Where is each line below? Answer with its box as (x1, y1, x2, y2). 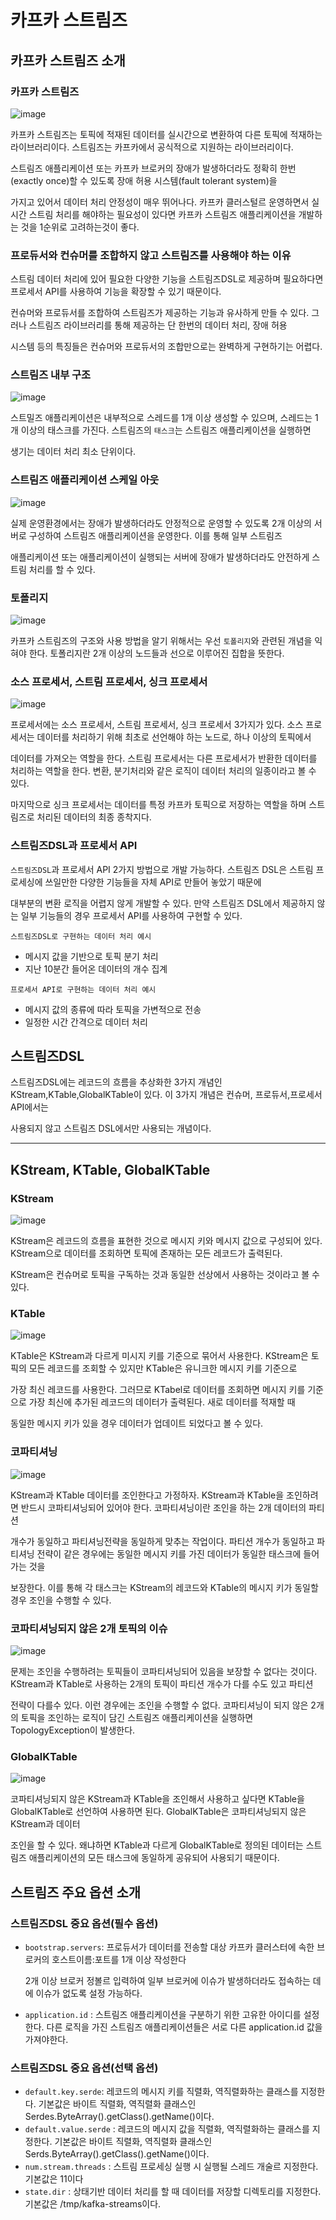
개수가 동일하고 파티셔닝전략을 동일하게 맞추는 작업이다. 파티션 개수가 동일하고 (10, 1535, 315, 1547)
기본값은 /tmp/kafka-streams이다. (24, 2198, 162, 2210)
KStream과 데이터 (10, 1818, 81, 1830)
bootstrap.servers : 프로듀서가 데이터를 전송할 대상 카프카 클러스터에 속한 (24, 1941, 315, 1953)
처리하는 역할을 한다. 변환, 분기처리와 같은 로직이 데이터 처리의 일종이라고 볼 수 (10, 765, 317, 777)
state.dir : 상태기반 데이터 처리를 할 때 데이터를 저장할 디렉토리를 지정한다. (24, 2186, 322, 2198)
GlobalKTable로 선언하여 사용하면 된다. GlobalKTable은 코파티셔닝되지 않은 (10, 1806, 307, 1818)
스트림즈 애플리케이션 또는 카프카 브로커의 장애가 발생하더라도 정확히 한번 (10, 162, 297, 174)
